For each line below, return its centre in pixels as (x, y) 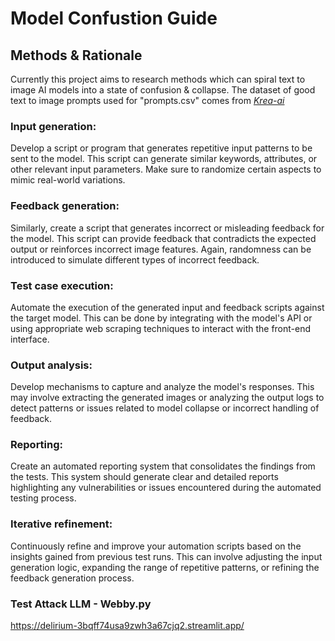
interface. (30, 339)
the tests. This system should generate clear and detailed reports (144, 477)
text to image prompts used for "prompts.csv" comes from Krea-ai (147, 100)
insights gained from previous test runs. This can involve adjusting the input (166, 556)
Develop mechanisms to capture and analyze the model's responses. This (162, 387)
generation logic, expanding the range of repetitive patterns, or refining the (165, 567)
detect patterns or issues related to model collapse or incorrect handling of (165, 408)
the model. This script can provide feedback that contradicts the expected (163, 238)
